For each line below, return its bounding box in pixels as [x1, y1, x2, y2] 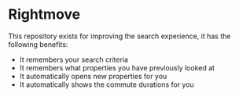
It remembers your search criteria [19, 55, 128, 64]
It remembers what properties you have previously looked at [19, 63, 215, 72]
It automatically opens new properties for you [19, 71, 167, 81]
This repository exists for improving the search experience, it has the [8, 31, 231, 41]
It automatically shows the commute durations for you [19, 80, 194, 89]
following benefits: [8, 39, 68, 48]
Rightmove [8, 5, 81, 23]
